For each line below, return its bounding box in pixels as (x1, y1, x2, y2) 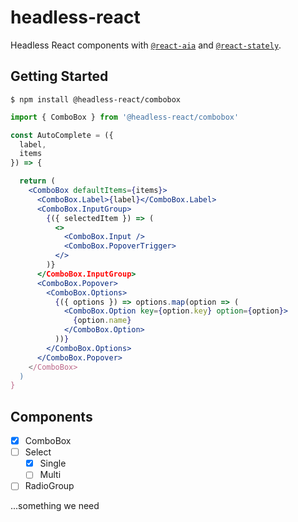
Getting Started (10, 68, 109, 85)
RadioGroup (24, 480, 75, 492)
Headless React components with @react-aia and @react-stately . (10, 39, 282, 51)
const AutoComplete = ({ (10, 130, 114, 140)
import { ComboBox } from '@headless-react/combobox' (10, 112, 240, 122)
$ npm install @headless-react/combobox (10, 94, 182, 105)
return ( (19, 176, 56, 186)
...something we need (10, 500, 100, 512)
